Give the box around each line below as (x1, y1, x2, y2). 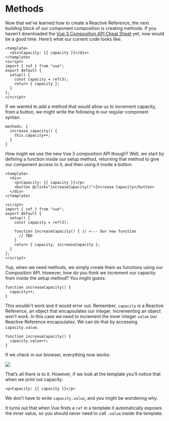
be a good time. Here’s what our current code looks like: (5, 36, 122, 42)
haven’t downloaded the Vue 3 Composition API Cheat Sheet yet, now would (5, 30, 164, 36)
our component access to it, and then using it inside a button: (5, 161, 133, 167)
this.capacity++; (14, 133, 51, 138)
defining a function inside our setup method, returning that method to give (5, 156, 159, 162)
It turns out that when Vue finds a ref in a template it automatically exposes (5, 405, 162, 411)
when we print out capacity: (5, 376, 64, 382)
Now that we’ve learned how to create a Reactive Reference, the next (5, 20, 149, 26)
